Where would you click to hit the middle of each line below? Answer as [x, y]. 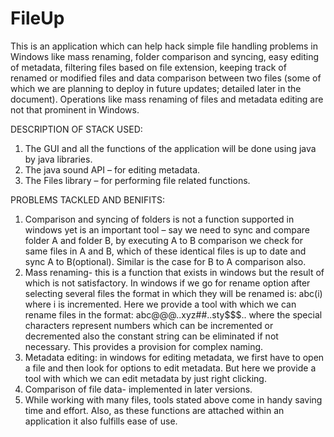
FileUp [37, 18]
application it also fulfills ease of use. [101, 421]
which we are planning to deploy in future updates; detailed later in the [156, 88]
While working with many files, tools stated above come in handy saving [173, 399]
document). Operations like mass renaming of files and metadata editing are [167, 99]
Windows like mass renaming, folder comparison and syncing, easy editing [165, 56]
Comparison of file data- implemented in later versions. [138, 389]
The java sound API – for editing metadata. [112, 169]
